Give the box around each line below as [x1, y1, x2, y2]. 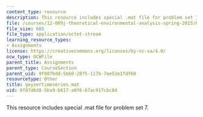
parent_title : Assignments [6, 59, 74, 65]
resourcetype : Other [6, 76, 59, 82]
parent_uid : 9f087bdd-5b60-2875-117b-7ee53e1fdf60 [6, 71, 137, 77]
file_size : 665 [6, 25, 45, 32]
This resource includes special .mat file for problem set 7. [6, 104, 149, 111]
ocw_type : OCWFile [6, 54, 53, 60]
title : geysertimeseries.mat [6, 82, 80, 88]
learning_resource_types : [6, 37, 71, 43]
